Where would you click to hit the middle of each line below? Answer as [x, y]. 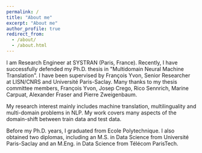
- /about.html [29, 46]
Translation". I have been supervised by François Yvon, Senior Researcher [98, 75]
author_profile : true [33, 29]
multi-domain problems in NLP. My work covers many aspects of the [91, 113]
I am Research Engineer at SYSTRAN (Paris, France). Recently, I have [92, 62]
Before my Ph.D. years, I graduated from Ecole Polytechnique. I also [90, 131]
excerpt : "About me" [32, 23]
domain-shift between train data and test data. [64, 119]
